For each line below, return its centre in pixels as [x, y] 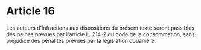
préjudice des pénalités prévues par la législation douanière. [81, 40]
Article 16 [31, 11]
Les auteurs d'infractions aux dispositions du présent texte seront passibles [101, 28]
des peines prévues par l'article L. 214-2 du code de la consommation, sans [101, 34]
